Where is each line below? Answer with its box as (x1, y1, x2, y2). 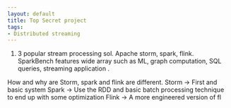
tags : (7, 23, 23, 30)
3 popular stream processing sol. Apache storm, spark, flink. (17, 49, 194, 58)
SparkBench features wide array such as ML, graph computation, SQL (17, 57, 222, 66)
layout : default (7, 10, 55, 18)
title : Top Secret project (7, 17, 87, 24)
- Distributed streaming (7, 30, 81, 37)
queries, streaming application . (17, 64, 110, 73)
